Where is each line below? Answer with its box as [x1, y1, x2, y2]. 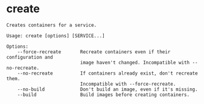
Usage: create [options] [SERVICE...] [6, 32, 105, 39]
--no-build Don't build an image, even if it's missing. [17, 86, 199, 92]
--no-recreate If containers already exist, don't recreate [17, 70, 199, 76]
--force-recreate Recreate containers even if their [17, 48, 171, 55]
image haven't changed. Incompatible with [80, 59, 190, 65]
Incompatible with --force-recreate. [80, 81, 176, 87]
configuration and [6, 54, 53, 60]
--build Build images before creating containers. [17, 91, 190, 98]
